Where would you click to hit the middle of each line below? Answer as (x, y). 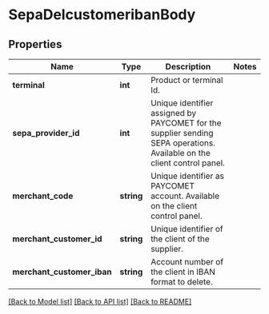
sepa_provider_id (46, 133)
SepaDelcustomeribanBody (102, 15)
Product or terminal (187, 80)
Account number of (187, 262)
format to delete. (182, 282)
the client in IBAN (183, 272)
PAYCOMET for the (186, 123)
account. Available (185, 196)
